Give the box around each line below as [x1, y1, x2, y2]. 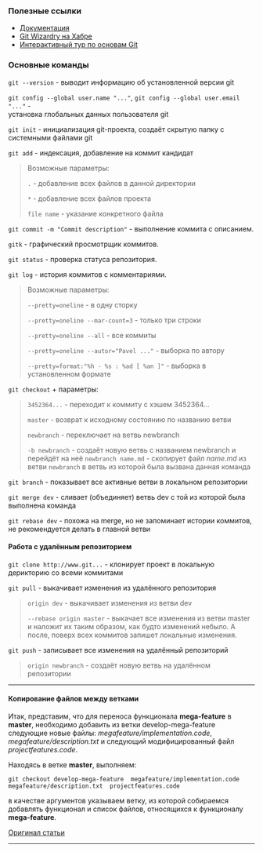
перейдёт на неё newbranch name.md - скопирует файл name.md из [27, 453, 247, 463]
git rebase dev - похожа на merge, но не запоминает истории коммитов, [8, 515, 252, 525]
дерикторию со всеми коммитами [8, 567, 124, 577]
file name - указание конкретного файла [27, 209, 164, 218]
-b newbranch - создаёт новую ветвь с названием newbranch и [27, 445, 236, 454]
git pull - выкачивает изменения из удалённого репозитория [8, 583, 217, 592]
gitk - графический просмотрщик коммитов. [8, 239, 159, 249]
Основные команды [8, 60, 89, 71]
